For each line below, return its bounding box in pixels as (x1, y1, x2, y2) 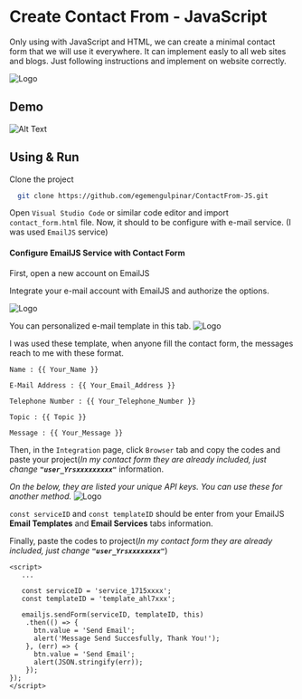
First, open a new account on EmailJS (9, 267, 150, 278)
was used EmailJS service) (9, 226, 109, 237)
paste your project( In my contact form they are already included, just (9, 454, 267, 464)
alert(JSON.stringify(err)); (33, 657, 144, 666)
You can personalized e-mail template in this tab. (9, 320, 192, 331)
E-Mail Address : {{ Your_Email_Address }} (9, 380, 176, 390)
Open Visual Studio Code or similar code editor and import (9, 207, 229, 218)
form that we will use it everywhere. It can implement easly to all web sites (9, 45, 287, 56)
